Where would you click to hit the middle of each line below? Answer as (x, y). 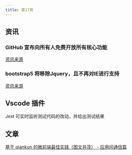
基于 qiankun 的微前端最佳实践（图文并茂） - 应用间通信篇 (66, 147)
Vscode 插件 (25, 103)
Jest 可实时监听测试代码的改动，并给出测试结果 (55, 117)
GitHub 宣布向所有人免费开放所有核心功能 (56, 47)
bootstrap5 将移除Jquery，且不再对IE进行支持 (62, 74)
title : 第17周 (20, 10)
